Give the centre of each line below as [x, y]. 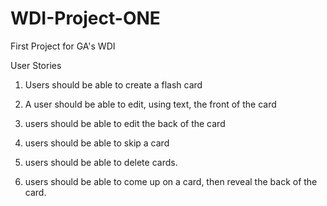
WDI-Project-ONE [85, 18]
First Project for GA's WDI [63, 46]
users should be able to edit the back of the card [125, 123]
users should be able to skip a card [97, 143]
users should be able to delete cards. [101, 162]
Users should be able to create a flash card [113, 84]
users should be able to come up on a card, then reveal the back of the [171, 181]
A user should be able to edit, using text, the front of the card [150, 104]
